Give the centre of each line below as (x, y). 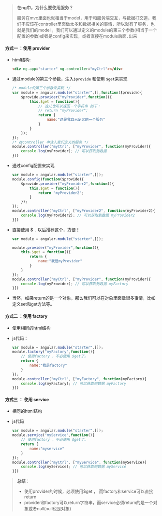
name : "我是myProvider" (60, 261)
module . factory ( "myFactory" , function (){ (53, 352)
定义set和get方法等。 (33, 304)
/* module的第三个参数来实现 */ (41, 88)
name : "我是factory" (49, 366)
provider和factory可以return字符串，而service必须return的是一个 (88, 503)
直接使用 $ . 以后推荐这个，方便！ (46, 229)
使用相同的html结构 (31, 328)
